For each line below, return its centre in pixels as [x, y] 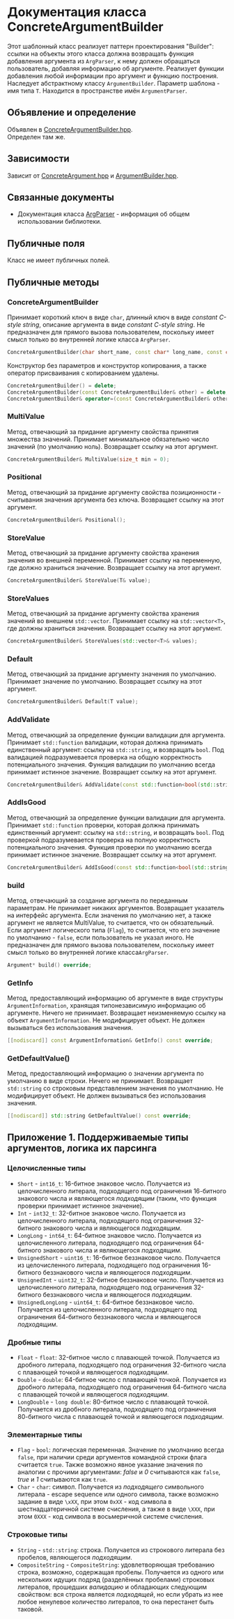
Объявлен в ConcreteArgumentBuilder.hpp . [70, 129]
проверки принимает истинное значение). [80, 1206]
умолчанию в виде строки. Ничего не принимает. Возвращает [100, 1081]
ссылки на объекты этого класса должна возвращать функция [101, 54]
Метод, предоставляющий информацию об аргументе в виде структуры [115, 998]
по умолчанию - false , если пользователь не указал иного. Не [101, 937]
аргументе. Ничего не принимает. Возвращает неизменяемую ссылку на [117, 1013]
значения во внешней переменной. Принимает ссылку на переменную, [115, 560]
